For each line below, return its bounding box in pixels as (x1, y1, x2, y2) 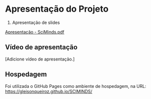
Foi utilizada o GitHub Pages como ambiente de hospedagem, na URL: (5, 83, 147, 89)
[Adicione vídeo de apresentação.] (5, 56, 75, 62)
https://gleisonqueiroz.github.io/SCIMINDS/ (5, 88, 93, 94)
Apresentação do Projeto (5, 3, 109, 15)
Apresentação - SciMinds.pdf (5, 29, 65, 35)
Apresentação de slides (12, 20, 60, 25)
